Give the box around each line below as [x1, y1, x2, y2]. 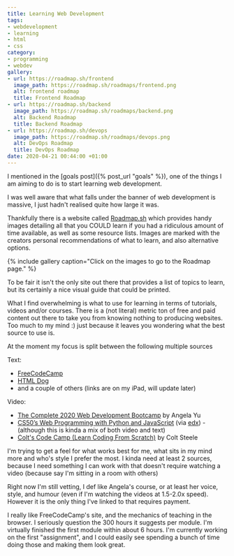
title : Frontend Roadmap [13, 95, 86, 102]
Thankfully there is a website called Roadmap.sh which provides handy [7, 213, 212, 222]
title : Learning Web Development [7, 10, 105, 17]
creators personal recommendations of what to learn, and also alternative [7, 236, 219, 244]
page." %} [7, 264, 37, 273]
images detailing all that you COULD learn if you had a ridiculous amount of [7, 221, 224, 230]
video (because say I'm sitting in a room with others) [7, 469, 159, 477]
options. [7, 243, 31, 252]
